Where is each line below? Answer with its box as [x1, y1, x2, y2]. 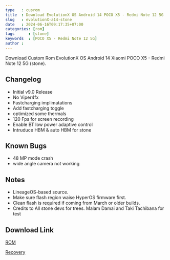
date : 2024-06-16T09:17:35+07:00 [5, 21, 83, 27]
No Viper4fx [12, 94, 39, 100]
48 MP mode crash [12, 155, 54, 161]
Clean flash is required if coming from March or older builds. [12, 200, 140, 206]
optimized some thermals [12, 111, 67, 117]
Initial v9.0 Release [12, 89, 53, 95]
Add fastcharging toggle [12, 105, 64, 111]
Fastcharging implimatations [12, 99, 73, 105]
